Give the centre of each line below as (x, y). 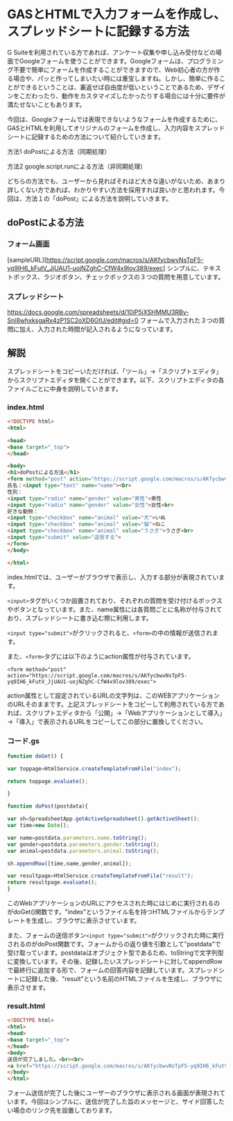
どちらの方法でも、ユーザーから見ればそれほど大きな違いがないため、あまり (116, 181)
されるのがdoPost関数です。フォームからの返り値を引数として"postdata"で (114, 944)
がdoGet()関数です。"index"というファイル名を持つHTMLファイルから (107, 912)
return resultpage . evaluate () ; (52, 883)
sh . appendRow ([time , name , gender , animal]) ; (69, 863)
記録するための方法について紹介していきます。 (97, 136)
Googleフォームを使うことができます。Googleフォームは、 (103, 61)
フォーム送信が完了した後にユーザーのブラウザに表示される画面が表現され (113, 1093)
